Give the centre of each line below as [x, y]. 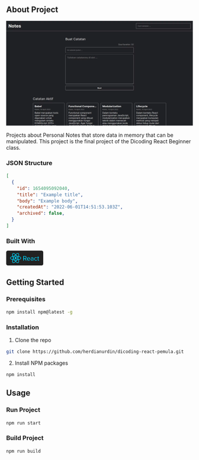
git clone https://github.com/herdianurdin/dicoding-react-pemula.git [95, 352]
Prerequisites [26, 299]
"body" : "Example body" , [47, 201]
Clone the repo [33, 340]
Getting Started [35, 282]
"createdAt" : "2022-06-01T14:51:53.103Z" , [70, 207]
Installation [23, 327]
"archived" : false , [41, 213]
